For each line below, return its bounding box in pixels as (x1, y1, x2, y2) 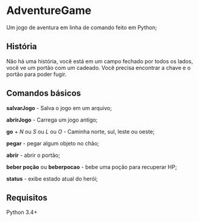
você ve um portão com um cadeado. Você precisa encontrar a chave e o (6, 64, 191, 71)
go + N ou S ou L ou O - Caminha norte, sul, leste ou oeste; (6, 128, 155, 135)
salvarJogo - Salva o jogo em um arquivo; (6, 104, 112, 111)
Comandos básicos (6, 88, 81, 99)
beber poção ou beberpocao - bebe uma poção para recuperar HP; (6, 163, 178, 170)
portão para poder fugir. (6, 71, 67, 78)
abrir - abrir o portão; (6, 151, 60, 159)
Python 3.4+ (6, 209, 38, 216)
